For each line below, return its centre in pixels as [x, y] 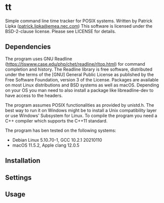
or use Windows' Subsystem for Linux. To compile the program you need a [81, 116]
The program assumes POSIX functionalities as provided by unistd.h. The [80, 105]
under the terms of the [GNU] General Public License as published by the [80, 74]
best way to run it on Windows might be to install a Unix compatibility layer [81, 110]
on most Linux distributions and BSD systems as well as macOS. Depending [82, 85]
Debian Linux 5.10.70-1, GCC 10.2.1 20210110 [57, 140]
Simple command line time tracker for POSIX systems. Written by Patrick [79, 21]
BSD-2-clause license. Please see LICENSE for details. [61, 31]
